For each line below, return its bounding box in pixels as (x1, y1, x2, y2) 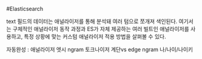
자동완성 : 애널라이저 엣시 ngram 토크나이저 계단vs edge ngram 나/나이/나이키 (6, 46, 193, 53)
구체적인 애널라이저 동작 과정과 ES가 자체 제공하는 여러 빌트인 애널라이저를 (12, 26, 189, 32)
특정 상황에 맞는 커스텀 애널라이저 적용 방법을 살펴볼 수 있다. (24, 33, 166, 40)
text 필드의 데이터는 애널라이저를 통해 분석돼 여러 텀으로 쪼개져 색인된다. (6, 18, 178, 25)
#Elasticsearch (6, 5, 44, 12)
